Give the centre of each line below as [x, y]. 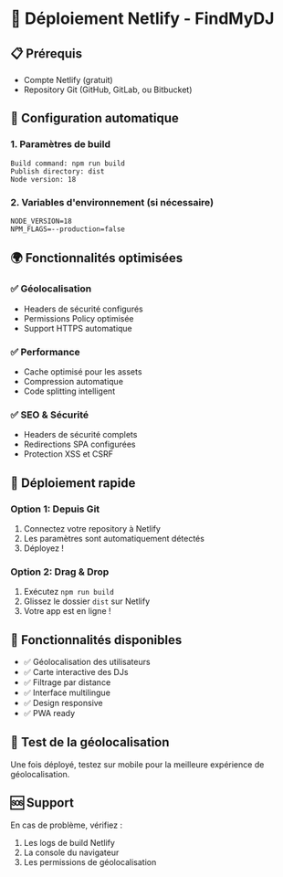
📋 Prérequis [47, 53]
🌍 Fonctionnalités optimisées [97, 258]
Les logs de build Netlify [69, 842]
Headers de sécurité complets [80, 435]
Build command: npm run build [68, 164]
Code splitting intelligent [69, 391]
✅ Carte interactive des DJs [76, 672]
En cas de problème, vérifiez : [66, 825]
